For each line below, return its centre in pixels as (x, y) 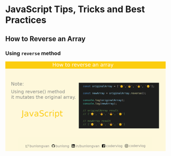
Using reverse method (33, 53)
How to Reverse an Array (45, 39)
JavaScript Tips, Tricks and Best (75, 9)
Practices (26, 20)
